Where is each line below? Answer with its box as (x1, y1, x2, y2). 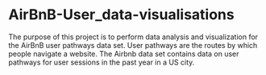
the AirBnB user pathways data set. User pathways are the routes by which (8, 40, 258, 49)
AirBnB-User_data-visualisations (8, 6, 235, 24)
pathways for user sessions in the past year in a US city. (8, 57, 195, 67)
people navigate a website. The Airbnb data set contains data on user (8, 49, 239, 58)
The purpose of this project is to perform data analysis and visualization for (8, 32, 259, 41)
